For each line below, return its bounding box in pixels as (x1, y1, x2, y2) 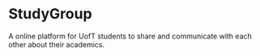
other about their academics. (8, 39, 105, 49)
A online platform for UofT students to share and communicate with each (8, 31, 253, 41)
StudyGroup (8, 5, 92, 23)
